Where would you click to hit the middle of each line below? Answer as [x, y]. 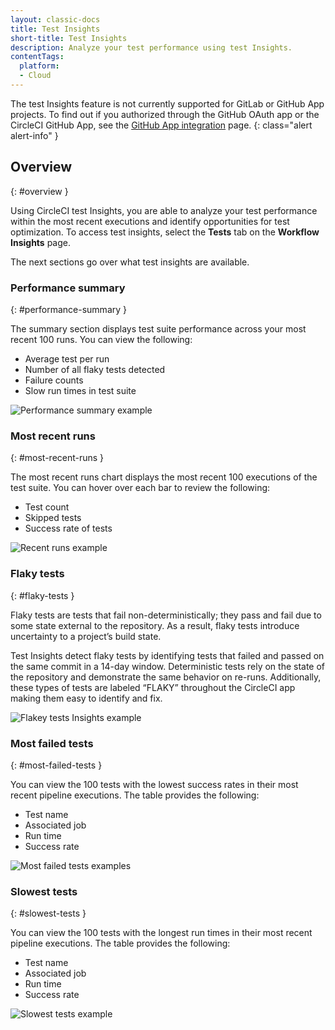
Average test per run [67, 358]
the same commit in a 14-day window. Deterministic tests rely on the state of [168, 666]
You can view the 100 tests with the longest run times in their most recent [161, 933]
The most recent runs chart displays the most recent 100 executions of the [164, 477]
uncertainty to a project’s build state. [86, 636]
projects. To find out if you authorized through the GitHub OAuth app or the [165, 114]
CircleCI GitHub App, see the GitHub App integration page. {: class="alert [161, 125]
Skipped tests [53, 518]
